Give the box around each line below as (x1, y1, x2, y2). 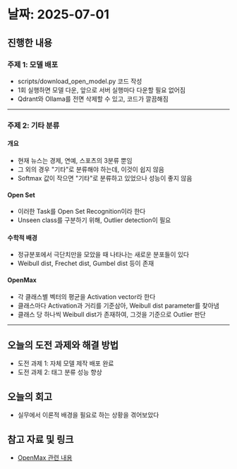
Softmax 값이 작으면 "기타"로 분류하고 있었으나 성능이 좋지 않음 (17, 174, 193, 182)
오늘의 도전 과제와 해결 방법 (7, 339, 119, 351)
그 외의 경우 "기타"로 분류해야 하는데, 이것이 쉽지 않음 (17, 165, 164, 173)
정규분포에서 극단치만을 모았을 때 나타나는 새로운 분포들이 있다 (17, 250, 189, 259)
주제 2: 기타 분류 (7, 121, 60, 130)
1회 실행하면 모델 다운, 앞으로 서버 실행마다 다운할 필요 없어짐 (17, 85, 186, 94)
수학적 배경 (7, 233, 37, 242)
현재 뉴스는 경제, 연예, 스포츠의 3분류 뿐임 (17, 157, 133, 164)
